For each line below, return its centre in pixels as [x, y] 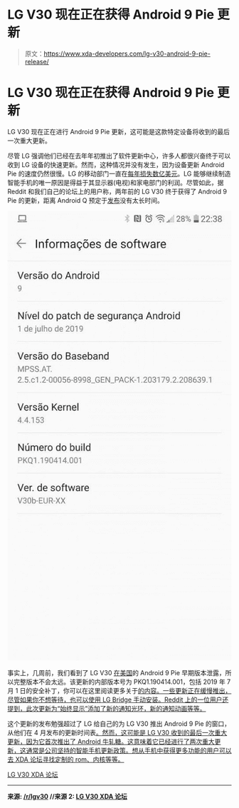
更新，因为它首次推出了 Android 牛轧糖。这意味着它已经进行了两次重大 [111, 741]
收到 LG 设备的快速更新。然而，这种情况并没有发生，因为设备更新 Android [116, 164]
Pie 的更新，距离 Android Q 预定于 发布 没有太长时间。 [85, 200]
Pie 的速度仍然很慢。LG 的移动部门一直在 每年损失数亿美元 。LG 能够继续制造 [119, 173]
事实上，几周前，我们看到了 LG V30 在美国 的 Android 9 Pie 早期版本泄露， [116, 672]
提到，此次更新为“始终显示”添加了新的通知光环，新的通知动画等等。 [107, 708]
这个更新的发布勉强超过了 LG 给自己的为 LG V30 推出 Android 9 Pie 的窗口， [119, 723]
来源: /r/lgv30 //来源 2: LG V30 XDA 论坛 [68, 796]
